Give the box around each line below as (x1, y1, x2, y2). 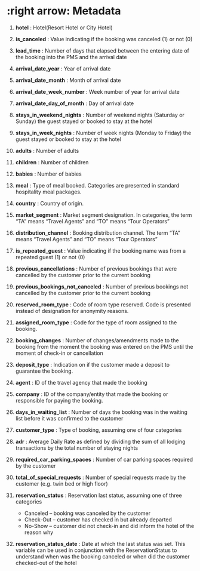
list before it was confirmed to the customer (15, 415, 124, 422)
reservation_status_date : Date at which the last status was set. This (15, 540, 186, 547)
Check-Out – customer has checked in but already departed (24, 515, 173, 523)
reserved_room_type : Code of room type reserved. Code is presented (15, 300, 191, 308)
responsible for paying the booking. (15, 397, 103, 404)
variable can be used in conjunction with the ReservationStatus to (15, 547, 177, 554)
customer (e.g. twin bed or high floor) (15, 480, 108, 487)
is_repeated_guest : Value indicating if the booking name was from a (15, 247, 186, 254)
